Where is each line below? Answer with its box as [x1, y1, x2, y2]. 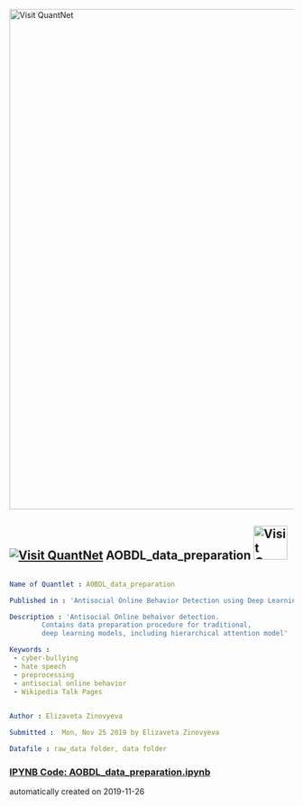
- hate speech [13, 662, 67, 671]
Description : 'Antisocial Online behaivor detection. [9, 612, 220, 621]
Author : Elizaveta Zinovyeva [9, 712, 124, 721]
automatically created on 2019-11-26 [9, 786, 145, 797]
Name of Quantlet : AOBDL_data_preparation [9, 580, 176, 589]
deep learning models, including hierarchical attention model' [41, 629, 289, 638]
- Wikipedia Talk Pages [13, 687, 103, 696]
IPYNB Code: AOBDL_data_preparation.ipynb [9, 765, 211, 778]
